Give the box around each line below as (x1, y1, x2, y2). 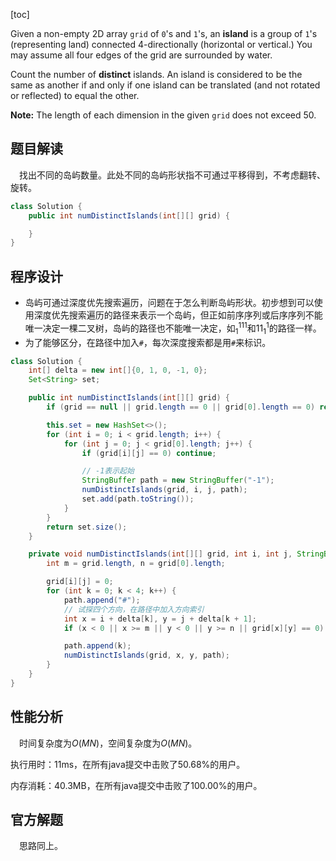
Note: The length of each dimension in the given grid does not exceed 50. (10, 109, 317, 121)
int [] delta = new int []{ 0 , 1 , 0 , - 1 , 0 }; (28, 365, 208, 376)
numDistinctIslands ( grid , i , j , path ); (81, 485, 248, 495)
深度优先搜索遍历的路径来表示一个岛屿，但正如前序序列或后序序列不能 (33, 309, 323, 321)
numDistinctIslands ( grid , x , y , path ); (63, 650, 230, 661)
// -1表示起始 (81, 466, 135, 476)
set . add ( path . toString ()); (81, 494, 195, 504)
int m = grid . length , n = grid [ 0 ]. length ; (46, 559, 226, 569)
